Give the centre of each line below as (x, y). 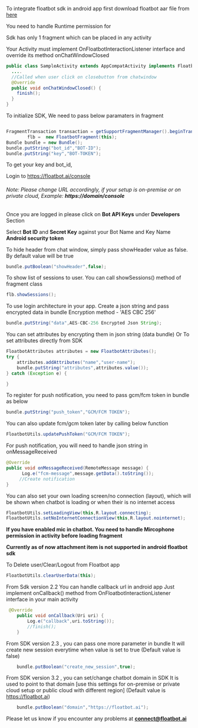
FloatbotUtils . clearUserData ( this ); (51, 576)
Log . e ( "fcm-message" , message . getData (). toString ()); (88, 474)
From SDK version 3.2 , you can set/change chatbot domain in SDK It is (93, 678)
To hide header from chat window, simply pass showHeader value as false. (97, 249)
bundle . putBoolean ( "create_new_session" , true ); (76, 667)
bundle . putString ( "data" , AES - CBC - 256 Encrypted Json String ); (84, 323)
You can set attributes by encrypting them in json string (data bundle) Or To (98, 335)
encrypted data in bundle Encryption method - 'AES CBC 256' (81, 312)
